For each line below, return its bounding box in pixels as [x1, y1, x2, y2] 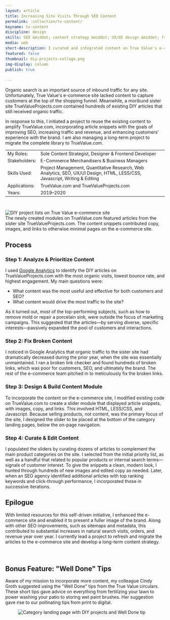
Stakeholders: [7, 158, 36, 164]
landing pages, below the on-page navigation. [5, 422, 101, 428]
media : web [5, 41, 28, 46]
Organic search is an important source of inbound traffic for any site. [5, 87, 148, 93]
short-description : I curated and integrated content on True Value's [5, 46, 157, 51]
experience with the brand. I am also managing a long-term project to [5, 134, 150, 141]
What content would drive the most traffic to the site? [12, 299, 124, 305]
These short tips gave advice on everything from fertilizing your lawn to [5, 589, 154, 595]
